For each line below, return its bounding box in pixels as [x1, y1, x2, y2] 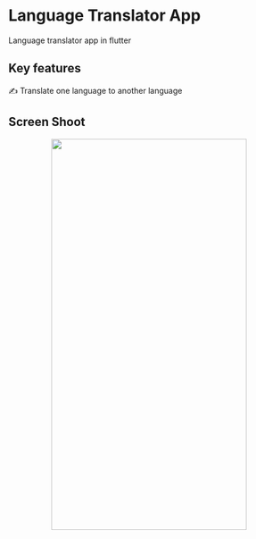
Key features [8, 61, 81, 76]
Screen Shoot [8, 114, 86, 130]
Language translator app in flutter [8, 35, 131, 46]
